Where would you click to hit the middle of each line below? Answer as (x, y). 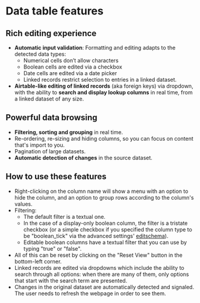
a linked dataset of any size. (49, 99)
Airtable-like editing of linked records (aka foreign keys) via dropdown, (104, 86)
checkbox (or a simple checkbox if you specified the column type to (108, 229)
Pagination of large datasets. (50, 151)
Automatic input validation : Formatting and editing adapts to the (95, 47)
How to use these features (56, 176)
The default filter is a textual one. (64, 216)
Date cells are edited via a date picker (70, 73)
